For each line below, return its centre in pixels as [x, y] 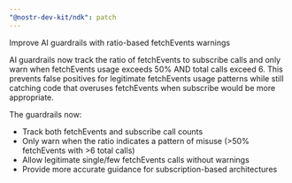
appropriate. [32, 97]
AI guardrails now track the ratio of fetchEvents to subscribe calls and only [145, 59]
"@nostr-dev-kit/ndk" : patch [63, 17]
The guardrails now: [46, 114]
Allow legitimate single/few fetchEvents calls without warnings [135, 159]
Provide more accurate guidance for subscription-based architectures [150, 169]
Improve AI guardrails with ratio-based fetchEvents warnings [120, 42]
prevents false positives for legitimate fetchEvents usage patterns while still [147, 78]
